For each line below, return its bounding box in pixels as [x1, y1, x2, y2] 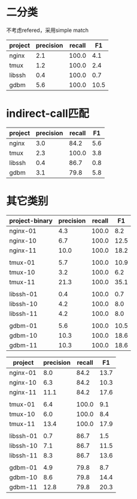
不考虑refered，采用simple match [6, 26, 89, 34]
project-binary [9, 216, 53, 225]
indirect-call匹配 [6, 107, 90, 120]
